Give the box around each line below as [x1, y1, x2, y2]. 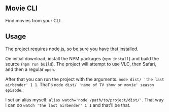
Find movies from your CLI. [5, 17, 62, 23]
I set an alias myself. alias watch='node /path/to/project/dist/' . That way [5, 96, 164, 103]
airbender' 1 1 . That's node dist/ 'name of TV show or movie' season [5, 81, 154, 88]
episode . [5, 87, 23, 93]
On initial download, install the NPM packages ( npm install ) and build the [5, 55, 159, 61]
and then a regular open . [5, 66, 55, 72]
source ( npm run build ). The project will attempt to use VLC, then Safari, [5, 61, 156, 67]
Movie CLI [5, 4, 38, 13]
